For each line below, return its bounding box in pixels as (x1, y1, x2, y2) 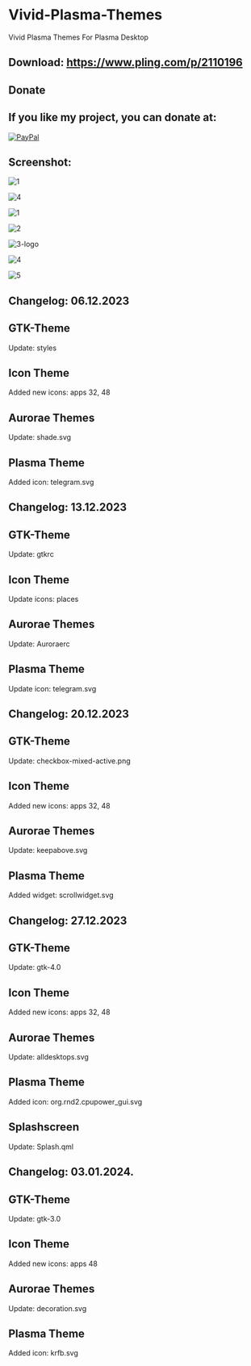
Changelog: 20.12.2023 (8, 708, 129, 721)
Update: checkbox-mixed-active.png (8, 756, 131, 766)
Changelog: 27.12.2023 (8, 913, 128, 927)
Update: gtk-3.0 (8, 1214, 61, 1223)
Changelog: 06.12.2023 (8, 294, 130, 307)
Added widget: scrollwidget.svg (8, 890, 115, 900)
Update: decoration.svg (8, 1303, 87, 1313)
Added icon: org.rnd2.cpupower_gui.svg (8, 1097, 143, 1106)
